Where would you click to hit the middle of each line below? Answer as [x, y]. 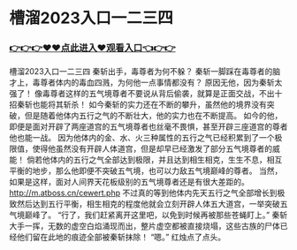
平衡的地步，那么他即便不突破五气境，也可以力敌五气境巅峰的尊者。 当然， [146, 171]
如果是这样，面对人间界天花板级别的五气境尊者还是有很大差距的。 [129, 182]
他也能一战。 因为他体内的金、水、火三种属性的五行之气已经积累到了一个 [142, 138]
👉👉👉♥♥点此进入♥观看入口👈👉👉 [92, 48]
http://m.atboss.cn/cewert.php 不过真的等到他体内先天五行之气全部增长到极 [147, 193]
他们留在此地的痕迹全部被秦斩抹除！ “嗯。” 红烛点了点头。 [121, 237]
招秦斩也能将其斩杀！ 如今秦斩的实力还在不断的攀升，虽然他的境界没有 [138, 105]
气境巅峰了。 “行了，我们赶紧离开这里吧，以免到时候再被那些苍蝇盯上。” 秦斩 [148, 215]
